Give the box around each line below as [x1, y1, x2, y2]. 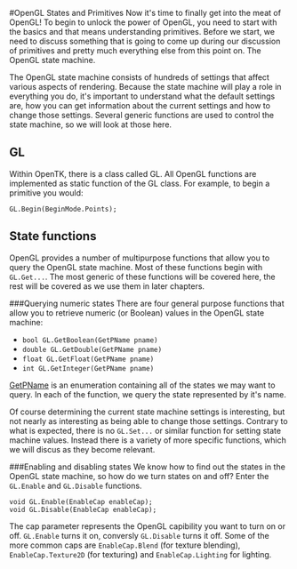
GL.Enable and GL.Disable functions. [9, 480, 142, 491]
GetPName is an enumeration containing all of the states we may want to [9, 380, 276, 390]
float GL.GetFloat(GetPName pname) [21, 355, 155, 364]
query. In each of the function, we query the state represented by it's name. [9, 389, 286, 399]
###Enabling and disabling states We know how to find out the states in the [9, 461, 286, 472]
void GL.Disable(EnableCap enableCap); [9, 505, 157, 514]
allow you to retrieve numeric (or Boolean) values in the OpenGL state [9, 307, 265, 318]
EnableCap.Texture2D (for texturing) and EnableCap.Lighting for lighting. [9, 549, 272, 559]
